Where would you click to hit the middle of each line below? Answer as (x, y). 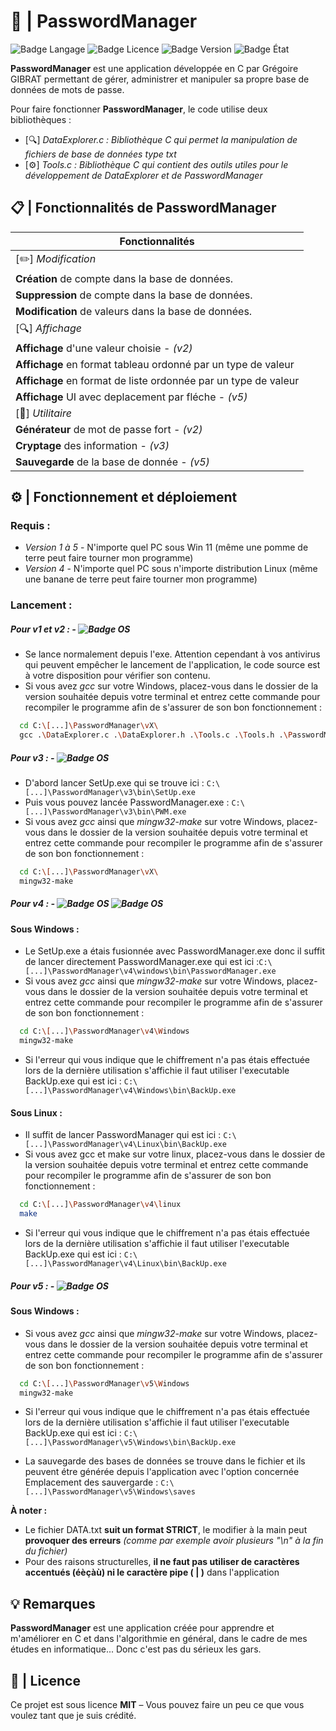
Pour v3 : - (32, 757)
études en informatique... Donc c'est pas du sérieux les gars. (136, 1649)
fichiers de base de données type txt (100, 154)
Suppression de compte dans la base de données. (134, 295)
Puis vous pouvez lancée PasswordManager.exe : (127, 802)
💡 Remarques (53, 1603)
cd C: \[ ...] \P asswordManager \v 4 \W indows (104, 1031)
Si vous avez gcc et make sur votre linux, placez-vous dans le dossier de (175, 1154)
